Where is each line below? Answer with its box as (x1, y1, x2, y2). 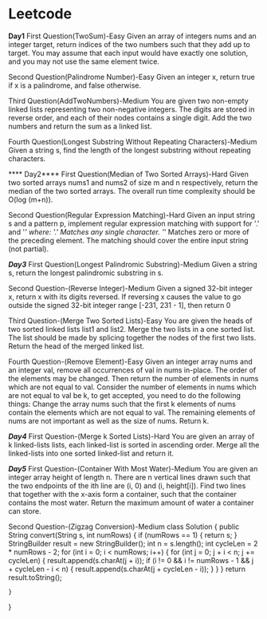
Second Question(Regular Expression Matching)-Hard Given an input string (8, 210, 255, 219)
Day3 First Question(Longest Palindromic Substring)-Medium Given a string (8, 259, 257, 269)
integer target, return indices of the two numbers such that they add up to (8, 39, 251, 49)
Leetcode (8, 5, 73, 23)
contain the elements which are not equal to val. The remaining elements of (8, 408, 256, 417)
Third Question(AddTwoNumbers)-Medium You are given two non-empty (8, 96, 249, 105)
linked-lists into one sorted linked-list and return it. (8, 448, 174, 458)
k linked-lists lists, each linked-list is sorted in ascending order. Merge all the (8, 440, 260, 449)
